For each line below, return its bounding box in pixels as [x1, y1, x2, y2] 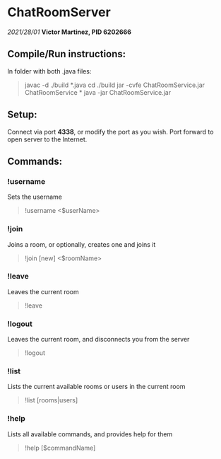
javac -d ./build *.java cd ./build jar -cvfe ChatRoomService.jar [24, 81, 205, 89]
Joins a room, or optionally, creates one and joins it [7, 240, 156, 248]
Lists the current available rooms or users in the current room [7, 383, 186, 391]
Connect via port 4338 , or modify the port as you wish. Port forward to [7, 127, 214, 136]
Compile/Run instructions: [7, 48, 126, 60]
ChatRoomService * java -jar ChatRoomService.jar [24, 88, 172, 96]
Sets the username [7, 192, 62, 202]
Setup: [7, 109, 37, 121]
